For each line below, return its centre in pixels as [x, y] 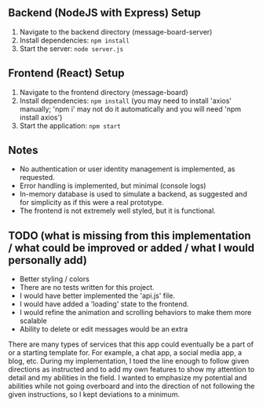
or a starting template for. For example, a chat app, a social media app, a [125, 353]
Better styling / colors [55, 279]
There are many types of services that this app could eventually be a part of [131, 344]
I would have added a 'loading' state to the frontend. [104, 304]
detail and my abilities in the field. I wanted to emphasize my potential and [128, 378]
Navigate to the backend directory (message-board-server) [116, 31]
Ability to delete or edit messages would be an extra [104, 329]
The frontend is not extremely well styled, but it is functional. [117, 211]
